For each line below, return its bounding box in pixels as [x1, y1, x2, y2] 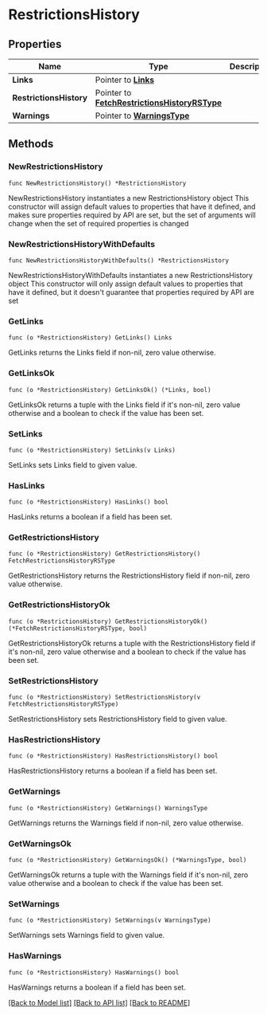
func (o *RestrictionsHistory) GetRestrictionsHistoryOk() [8, 617, 208, 625]
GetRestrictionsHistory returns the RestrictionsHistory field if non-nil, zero [8, 571, 250, 581]
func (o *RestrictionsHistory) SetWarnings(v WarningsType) [8, 916, 212, 925]
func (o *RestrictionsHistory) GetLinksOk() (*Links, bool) [8, 386, 212, 394]
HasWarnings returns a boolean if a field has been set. [8, 982, 187, 992]
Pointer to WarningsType [95, 110, 190, 121]
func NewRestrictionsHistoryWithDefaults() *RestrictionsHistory [8, 257, 229, 265]
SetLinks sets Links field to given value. [8, 460, 137, 469]
